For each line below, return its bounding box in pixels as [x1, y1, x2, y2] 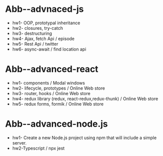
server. [12, 140, 27, 146]
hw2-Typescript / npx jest [12, 145, 65, 151]
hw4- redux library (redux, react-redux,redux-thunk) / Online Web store [12, 96, 159, 102]
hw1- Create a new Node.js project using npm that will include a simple [12, 135, 157, 141]
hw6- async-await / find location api [12, 46, 86, 52]
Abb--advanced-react [5, 63, 99, 75]
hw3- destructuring [12, 30, 52, 36]
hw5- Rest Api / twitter [12, 41, 58, 47]
